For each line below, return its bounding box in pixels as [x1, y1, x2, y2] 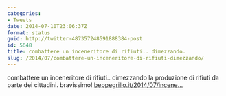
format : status [7, 29, 51, 36]
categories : [7, 10, 41, 17]
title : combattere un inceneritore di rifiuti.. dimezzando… [7, 49, 186, 56]
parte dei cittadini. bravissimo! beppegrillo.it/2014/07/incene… [7, 80, 183, 89]
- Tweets [7, 16, 32, 23]
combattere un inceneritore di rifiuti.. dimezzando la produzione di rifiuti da [7, 73, 220, 82]
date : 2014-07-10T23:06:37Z [7, 23, 88, 29]
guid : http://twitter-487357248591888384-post [7, 36, 143, 43]
